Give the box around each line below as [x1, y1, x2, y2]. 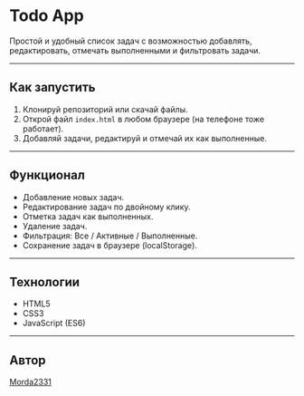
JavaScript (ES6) [22, 318, 86, 329]
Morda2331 [9, 377, 52, 388]
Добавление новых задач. [22, 191, 125, 202]
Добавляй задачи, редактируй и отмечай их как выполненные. [22, 132, 267, 143]
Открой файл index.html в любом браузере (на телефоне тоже [22, 113, 265, 124]
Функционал [9, 168, 86, 183]
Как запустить [9, 80, 96, 95]
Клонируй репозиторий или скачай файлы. [22, 103, 188, 114]
